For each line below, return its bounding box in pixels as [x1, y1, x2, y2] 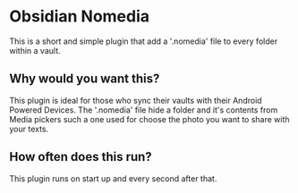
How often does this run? [9, 149, 152, 164]
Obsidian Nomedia [9, 6, 150, 27]
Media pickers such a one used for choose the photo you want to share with [9, 113, 290, 124]
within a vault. [9, 45, 61, 55]
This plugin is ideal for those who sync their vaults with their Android [9, 95, 262, 105]
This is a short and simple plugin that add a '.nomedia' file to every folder [9, 36, 278, 46]
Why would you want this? [9, 71, 160, 87]
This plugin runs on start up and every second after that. [9, 172, 217, 184]
